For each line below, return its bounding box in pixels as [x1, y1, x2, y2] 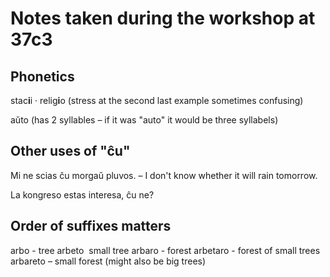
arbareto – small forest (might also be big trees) [10, 255, 207, 267]
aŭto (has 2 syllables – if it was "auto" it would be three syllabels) [10, 114, 279, 126]
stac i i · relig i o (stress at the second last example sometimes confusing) [10, 95, 304, 106]
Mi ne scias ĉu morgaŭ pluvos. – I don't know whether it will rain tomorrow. [10, 169, 318, 181]
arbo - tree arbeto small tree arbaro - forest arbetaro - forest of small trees [10, 244, 321, 256]
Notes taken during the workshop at [10, 7, 316, 30]
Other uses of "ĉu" [10, 143, 131, 160]
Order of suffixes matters [10, 218, 172, 235]
